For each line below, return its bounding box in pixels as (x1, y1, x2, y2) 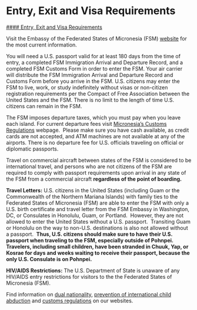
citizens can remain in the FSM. (6, 102, 82, 109)
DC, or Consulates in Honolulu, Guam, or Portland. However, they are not (6, 212, 184, 219)
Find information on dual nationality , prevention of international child (6, 291, 172, 298)
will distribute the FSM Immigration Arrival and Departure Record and (6, 71, 173, 78)
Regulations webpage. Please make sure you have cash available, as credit (6, 126, 189, 134)
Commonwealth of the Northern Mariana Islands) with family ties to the (6, 193, 178, 200)
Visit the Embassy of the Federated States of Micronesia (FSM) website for (6, 35, 187, 42)
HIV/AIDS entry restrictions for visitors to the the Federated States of (6, 273, 172, 280)
